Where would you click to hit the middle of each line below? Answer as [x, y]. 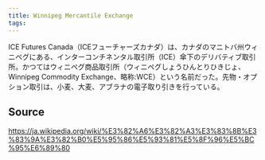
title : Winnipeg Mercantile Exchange [71, 16]
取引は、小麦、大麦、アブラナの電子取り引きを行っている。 [127, 86]
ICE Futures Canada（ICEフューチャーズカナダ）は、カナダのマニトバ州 [127, 47]
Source [27, 112]
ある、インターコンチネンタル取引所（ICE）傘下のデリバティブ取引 [146, 57]
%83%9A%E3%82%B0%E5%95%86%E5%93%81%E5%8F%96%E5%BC [131, 139]
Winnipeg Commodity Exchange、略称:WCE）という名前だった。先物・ [126, 76]
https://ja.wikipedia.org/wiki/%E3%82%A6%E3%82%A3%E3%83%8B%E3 [132, 131]
